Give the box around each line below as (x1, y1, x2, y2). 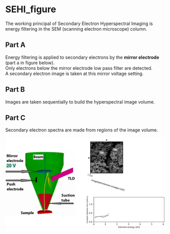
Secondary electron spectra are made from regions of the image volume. (5, 127, 158, 133)
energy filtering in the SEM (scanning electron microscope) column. (5, 25, 148, 32)
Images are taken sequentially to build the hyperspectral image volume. (5, 98, 155, 105)
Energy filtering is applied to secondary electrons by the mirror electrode (5, 54, 159, 60)
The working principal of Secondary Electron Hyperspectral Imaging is (5, 20, 153, 27)
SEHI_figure (5, 4, 56, 15)
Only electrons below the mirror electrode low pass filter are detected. (5, 65, 153, 71)
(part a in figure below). (5, 60, 55, 66)
